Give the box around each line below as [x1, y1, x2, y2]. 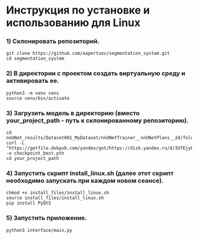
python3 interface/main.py [6, 227, 72, 233]
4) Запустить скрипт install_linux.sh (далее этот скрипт [6, 169, 174, 177]
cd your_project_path [6, 156, 60, 162]
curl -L [6, 140, 25, 146]
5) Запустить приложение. [6, 214, 87, 222]
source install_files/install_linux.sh [6, 195, 104, 201]
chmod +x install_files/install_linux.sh [6, 190, 110, 196]
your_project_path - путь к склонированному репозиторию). [6, 116, 189, 125]
